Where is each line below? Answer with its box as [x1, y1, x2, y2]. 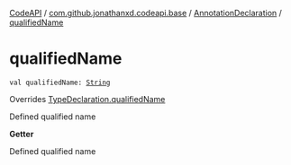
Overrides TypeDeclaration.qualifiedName [9, 93, 166, 104]
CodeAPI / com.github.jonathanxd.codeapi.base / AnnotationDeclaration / [9, 8, 282, 18]
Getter [9, 128, 34, 139]
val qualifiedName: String [9, 78, 111, 87]
